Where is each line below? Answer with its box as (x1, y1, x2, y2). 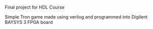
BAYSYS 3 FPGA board (5, 19, 53, 25)
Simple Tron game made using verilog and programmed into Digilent (5, 14, 148, 19)
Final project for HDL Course (5, 4, 65, 10)
